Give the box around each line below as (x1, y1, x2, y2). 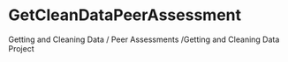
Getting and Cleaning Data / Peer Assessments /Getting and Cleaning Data (8, 34, 280, 45)
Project (8, 43, 34, 53)
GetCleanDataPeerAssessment (8, 5, 242, 25)
